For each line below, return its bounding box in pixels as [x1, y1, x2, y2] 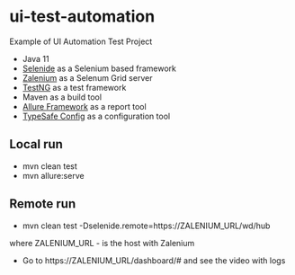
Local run [9, 137, 63, 152]
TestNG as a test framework [22, 82, 127, 93]
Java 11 [22, 53, 49, 64]
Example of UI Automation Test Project [9, 36, 153, 47]
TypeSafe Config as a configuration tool [22, 111, 171, 121]
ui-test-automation [9, 6, 156, 27]
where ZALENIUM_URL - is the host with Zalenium [9, 237, 195, 248]
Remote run [9, 196, 76, 212]
